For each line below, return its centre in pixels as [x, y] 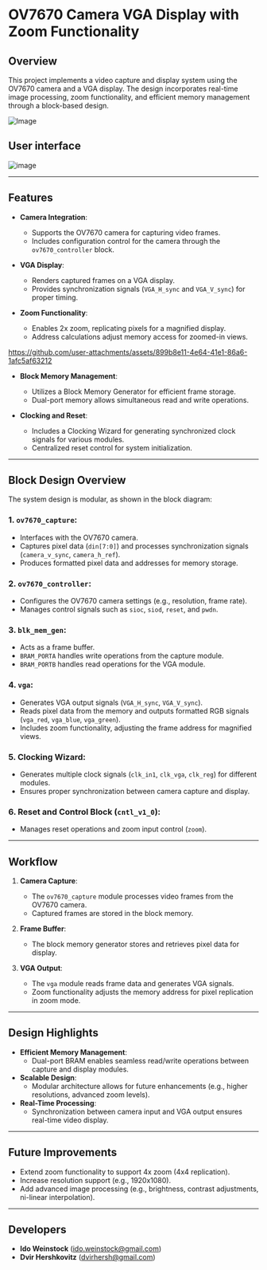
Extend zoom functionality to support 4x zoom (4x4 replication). [125, 1172]
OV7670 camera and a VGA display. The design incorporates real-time [123, 88]
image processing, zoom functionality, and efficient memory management [129, 97]
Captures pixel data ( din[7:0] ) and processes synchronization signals [134, 546]
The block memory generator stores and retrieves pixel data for [135, 944]
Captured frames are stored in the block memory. [112, 914]
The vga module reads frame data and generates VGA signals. [133, 984]
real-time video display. [70, 1120]
